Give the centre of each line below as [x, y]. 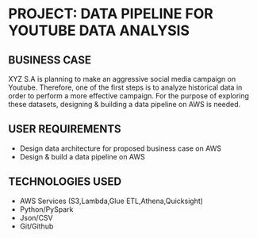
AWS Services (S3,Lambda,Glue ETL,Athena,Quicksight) [111, 201]
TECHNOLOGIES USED [65, 182]
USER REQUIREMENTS [65, 129]
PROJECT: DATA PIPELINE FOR [111, 14]
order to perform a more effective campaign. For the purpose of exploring [129, 96]
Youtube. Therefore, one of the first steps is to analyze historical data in [125, 87]
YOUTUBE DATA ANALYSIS [99, 31]
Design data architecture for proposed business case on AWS [121, 148]
